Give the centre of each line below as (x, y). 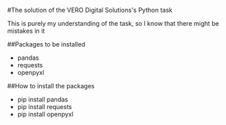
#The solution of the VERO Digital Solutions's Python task (90, 10)
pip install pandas (43, 99)
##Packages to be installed (46, 44)
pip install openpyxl (45, 114)
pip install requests (44, 107)
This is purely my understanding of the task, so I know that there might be (113, 23)
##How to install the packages (51, 86)
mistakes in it (26, 31)
